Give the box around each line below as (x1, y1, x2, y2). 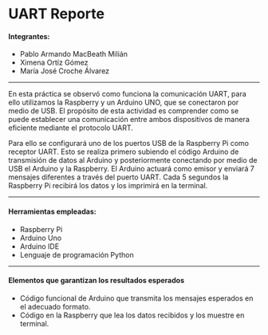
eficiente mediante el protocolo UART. (8, 123, 134, 132)
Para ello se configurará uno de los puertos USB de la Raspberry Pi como (8, 139, 250, 148)
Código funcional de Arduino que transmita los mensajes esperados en (19, 293, 254, 303)
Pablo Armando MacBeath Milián (19, 49, 128, 59)
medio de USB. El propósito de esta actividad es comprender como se (8, 106, 239, 116)
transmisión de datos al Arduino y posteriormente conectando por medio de (8, 156, 258, 165)
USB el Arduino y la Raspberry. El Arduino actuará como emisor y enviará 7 (8, 164, 255, 174)
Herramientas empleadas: (8, 207, 97, 216)
